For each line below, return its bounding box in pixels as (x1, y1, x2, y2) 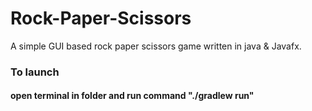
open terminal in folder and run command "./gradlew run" (10, 90, 255, 102)
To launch (10, 65, 60, 79)
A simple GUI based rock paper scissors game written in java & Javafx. (10, 40, 302, 52)
